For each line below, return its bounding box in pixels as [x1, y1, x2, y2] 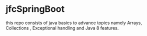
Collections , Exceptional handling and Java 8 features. [5, 25, 119, 31]
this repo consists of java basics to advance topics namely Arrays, [5, 20, 142, 26]
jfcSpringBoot [5, 3, 64, 15]
